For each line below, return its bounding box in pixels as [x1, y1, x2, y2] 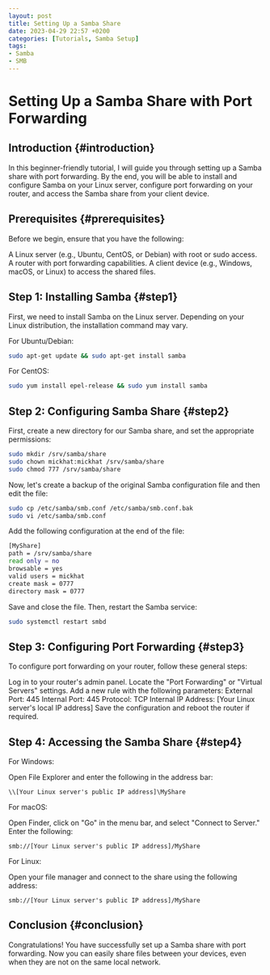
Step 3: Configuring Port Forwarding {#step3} [8, 639, 245, 653]
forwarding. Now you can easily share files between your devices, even [8, 948, 247, 958]
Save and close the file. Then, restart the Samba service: [8, 601, 198, 612]
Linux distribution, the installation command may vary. [8, 320, 188, 330]
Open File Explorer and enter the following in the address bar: [8, 772, 213, 782]
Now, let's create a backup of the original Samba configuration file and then [8, 480, 260, 490]
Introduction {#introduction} [8, 141, 155, 155]
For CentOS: [8, 366, 50, 376]
